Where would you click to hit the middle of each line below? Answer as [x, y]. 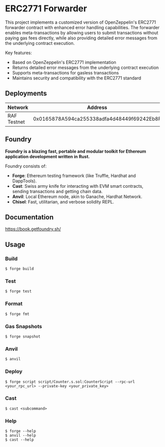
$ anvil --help [21, 436]
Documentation [29, 217]
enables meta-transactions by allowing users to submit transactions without [82, 33]
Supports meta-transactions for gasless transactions [66, 72]
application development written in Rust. [47, 156]
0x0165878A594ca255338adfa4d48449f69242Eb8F [97, 119]
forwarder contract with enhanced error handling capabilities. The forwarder [82, 27]
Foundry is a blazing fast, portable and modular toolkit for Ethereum [76, 151]
